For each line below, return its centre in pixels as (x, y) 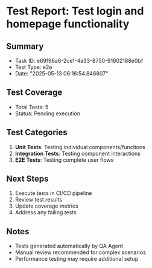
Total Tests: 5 (32, 107)
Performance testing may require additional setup (77, 259)
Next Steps (27, 179)
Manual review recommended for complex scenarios (81, 252)
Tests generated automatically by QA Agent (69, 246)
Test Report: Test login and (75, 11)
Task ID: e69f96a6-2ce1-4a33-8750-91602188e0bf (79, 61)
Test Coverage (34, 93)
